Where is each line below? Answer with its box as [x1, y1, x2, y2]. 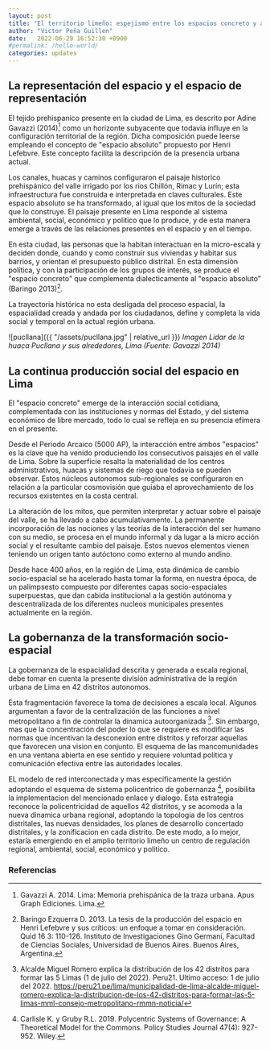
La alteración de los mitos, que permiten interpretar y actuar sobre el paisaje [8, 506, 261, 516]
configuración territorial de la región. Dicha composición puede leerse [8, 131, 240, 141]
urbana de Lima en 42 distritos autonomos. [8, 682, 151, 691]
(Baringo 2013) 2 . [8, 283, 63, 294]
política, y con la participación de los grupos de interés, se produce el [8, 265, 239, 275]
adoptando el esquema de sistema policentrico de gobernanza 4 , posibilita [8, 783, 256, 794]
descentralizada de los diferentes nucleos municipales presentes [8, 599, 223, 608]
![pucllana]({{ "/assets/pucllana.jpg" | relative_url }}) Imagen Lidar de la [8, 332, 245, 342]
